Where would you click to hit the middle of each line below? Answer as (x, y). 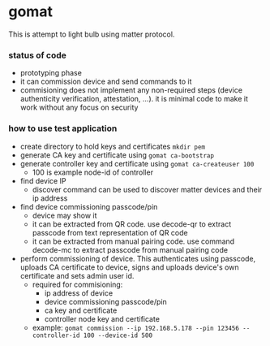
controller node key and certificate (102, 318)
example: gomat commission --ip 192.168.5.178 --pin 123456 (135, 327)
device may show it (64, 215)
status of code (38, 55)
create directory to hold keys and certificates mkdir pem (112, 146)
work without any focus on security (79, 107)
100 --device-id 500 (118, 335)
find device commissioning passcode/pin (89, 206)
